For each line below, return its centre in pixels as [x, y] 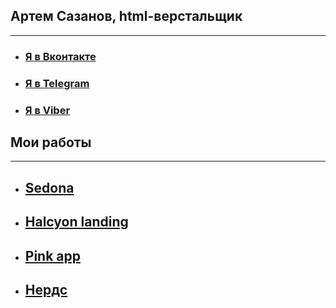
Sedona [49, 187]
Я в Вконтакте [60, 56]
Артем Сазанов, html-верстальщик [126, 16]
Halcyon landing [76, 222]
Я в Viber [47, 110]
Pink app [52, 255]
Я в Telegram [57, 83]
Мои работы [51, 142]
